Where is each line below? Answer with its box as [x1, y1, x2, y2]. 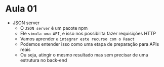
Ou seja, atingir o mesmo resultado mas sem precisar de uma [20, 51, 148, 58]
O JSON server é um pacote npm [20, 25, 88, 31]
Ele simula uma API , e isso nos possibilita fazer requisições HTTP [20, 30, 156, 36]
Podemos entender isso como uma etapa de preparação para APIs [20, 41, 159, 47]
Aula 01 [5, 3, 37, 15]
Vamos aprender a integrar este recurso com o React [20, 36, 135, 42]
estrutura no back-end [20, 57, 67, 63]
